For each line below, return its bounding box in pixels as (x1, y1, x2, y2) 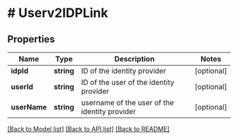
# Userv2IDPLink (7, 5, 108, 21)
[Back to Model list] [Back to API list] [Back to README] (7, 125, 170, 133)
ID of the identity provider (81, 66, 166, 76)
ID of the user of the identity (81, 78, 175, 87)
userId (11, 82, 33, 91)
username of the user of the (81, 98, 174, 107)
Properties (7, 33, 55, 45)
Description (114, 54, 155, 64)
